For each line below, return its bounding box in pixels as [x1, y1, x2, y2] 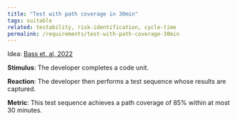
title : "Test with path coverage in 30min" [7, 10, 139, 18]
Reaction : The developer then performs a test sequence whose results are [7, 77, 226, 86]
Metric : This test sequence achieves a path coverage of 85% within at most [7, 99, 230, 107]
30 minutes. [7, 106, 43, 114]
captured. [7, 84, 36, 93]
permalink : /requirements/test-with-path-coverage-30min [7, 30, 180, 38]
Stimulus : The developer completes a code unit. [7, 63, 149, 72]
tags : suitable [7, 17, 53, 24]
